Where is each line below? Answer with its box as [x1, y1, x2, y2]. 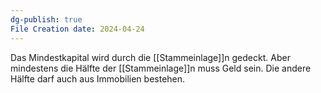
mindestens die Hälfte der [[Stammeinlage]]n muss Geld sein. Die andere [10, 62, 312, 74]
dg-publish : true [10, 14, 83, 25]
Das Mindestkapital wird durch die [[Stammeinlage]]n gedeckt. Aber [10, 51, 291, 63]
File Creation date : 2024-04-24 [10, 24, 145, 34]
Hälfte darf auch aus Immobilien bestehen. [10, 72, 186, 85]
